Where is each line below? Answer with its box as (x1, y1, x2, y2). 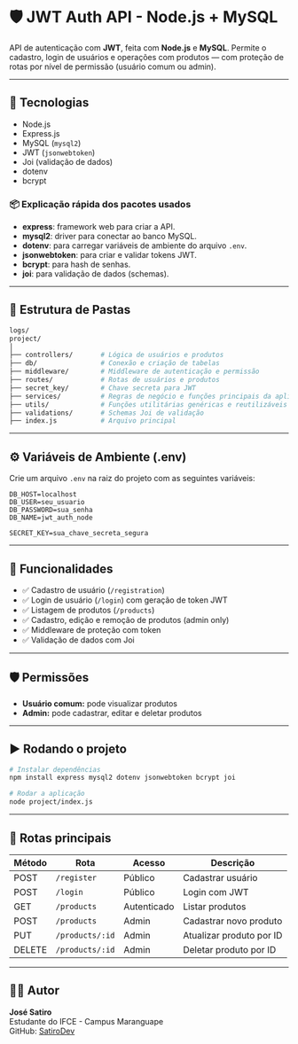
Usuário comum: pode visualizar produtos (21, 697, 177, 709)
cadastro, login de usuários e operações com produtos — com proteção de (9, 51, 284, 62)
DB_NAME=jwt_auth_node (9, 513, 93, 523)
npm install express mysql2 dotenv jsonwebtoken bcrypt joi (9, 773, 237, 783)
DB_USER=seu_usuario (9, 498, 86, 507)
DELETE (13, 943, 47, 955)
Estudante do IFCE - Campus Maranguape (9, 1016, 164, 1026)
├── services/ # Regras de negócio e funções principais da (9, 392, 272, 401)
